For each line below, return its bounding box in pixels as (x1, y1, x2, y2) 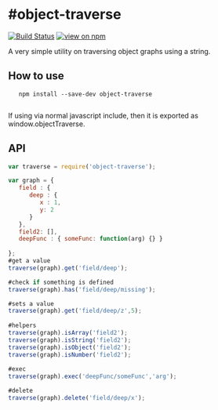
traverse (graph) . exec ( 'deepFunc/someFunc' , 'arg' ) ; (8, 372, 177, 381)
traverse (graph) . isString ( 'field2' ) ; (8, 336, 132, 344)
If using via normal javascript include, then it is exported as (8, 111, 198, 120)
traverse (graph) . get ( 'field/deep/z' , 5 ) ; (8, 307, 143, 315)
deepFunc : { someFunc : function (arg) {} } (18, 235, 163, 243)
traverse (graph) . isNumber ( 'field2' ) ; (8, 350, 132, 358)
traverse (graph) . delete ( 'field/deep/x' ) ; (8, 394, 146, 402)
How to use (8, 69, 64, 83)
